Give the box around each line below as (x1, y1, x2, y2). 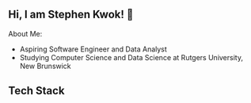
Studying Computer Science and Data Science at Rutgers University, (19, 52, 244, 62)
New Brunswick (19, 61, 71, 71)
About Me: (8, 29, 43, 38)
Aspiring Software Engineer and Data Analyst (19, 44, 168, 54)
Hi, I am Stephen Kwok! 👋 (8, 8, 134, 21)
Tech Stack (8, 84, 65, 97)
